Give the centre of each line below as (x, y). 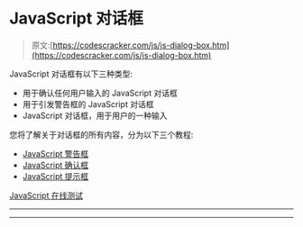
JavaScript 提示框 (55, 176)
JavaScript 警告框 (55, 153)
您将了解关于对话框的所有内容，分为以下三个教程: (101, 134)
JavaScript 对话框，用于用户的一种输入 (95, 115)
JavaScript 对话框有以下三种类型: (71, 74)
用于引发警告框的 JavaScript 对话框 (88, 104)
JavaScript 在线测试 (46, 195)
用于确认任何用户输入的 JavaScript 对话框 (100, 93)
